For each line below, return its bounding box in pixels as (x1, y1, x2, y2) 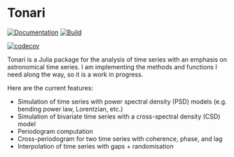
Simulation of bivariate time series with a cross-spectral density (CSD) (17, 112, 221, 121)
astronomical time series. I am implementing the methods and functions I (7, 62, 217, 71)
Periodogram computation (17, 127, 93, 135)
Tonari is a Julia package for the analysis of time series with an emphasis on (7, 55, 228, 64)
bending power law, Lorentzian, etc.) (17, 104, 123, 113)
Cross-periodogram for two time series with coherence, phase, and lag (17, 135, 223, 143)
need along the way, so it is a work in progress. (7, 70, 144, 78)
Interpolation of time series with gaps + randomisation (17, 142, 174, 150)
